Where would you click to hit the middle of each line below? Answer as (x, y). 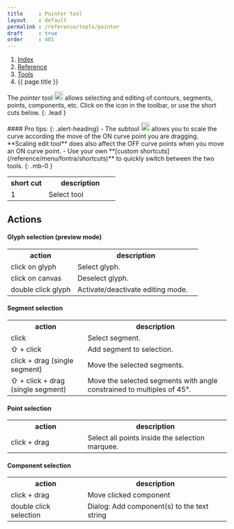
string (97, 515)
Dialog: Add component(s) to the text (148, 507)
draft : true (32, 33)
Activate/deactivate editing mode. (133, 289)
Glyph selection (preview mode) (55, 237)
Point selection (30, 408)
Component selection (39, 465)
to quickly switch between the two (165, 158)
